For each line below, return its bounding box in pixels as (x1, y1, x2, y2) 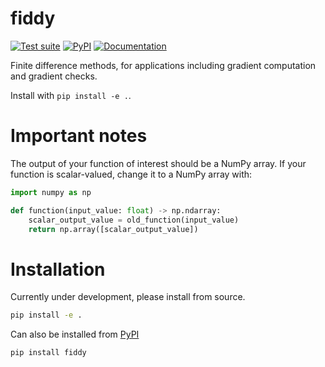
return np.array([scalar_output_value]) (28, 224, 199, 234)
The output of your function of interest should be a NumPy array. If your (10, 157, 307, 169)
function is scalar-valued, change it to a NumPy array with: (10, 168, 253, 180)
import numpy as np (10, 187, 92, 197)
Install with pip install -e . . (10, 89, 132, 101)
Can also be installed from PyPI (10, 328, 140, 341)
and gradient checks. (10, 70, 98, 82)
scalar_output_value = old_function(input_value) (28, 215, 240, 225)
